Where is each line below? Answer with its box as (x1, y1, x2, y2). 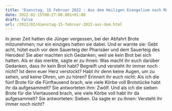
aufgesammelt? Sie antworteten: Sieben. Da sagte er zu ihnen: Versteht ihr (5, 96, 163, 102)
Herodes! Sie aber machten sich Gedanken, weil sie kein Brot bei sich (5, 52, 152, 58)
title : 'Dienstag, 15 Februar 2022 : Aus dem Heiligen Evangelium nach (5, 7, 161, 13)
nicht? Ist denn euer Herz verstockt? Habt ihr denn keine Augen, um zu (5, 69, 155, 75)
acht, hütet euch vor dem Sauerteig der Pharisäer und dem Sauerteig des (5, 47, 160, 53)
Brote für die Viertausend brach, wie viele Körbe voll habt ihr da (5, 90, 140, 96)
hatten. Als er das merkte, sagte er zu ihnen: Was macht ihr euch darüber (5, 57, 160, 64)
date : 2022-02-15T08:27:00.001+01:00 (5, 12, 86, 17)
